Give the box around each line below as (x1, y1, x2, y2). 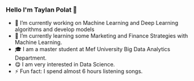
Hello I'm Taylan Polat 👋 (6, 5, 77, 14)
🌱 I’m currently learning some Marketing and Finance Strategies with (14, 32, 188, 40)
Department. (14, 54, 47, 62)
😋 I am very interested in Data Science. (14, 61, 115, 68)
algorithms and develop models (14, 26, 95, 33)
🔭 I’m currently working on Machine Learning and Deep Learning (14, 19, 179, 27)
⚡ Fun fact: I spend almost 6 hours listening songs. (14, 68, 143, 75)
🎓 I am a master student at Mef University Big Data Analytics (14, 46, 171, 53)
